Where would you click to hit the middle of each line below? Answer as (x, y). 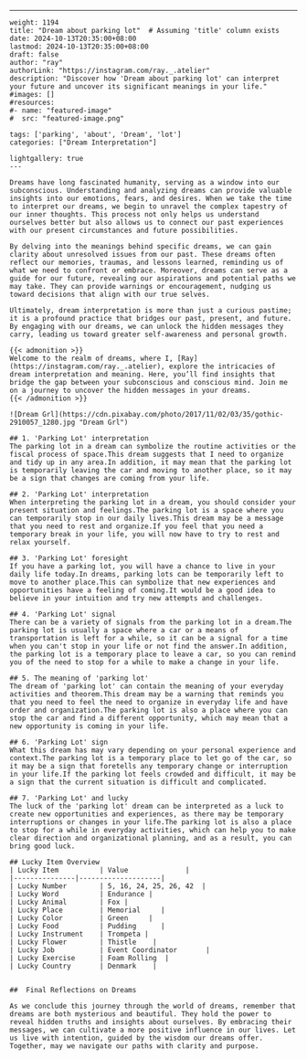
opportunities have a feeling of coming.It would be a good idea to (143, 590)
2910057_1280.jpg (42, 422)
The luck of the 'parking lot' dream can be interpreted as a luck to (147, 806)
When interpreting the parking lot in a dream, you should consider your (153, 503)
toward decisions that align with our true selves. (110, 294)
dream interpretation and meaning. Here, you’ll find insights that (143, 375)
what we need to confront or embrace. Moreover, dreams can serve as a (148, 270)
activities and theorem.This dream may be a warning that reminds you (147, 694)
